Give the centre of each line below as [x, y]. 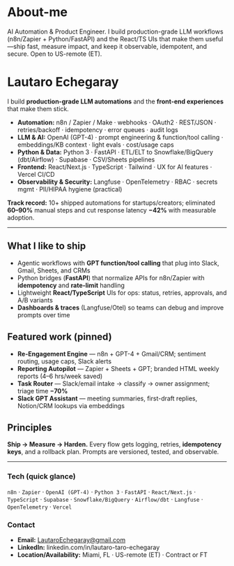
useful [214, 38]
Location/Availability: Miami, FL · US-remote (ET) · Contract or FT [112, 554]
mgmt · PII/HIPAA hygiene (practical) [70, 189]
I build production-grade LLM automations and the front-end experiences [116, 101]
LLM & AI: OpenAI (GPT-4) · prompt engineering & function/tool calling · [120, 137]
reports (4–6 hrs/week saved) [60, 376]
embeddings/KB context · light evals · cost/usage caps [95, 145]
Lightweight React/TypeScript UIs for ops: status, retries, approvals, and [122, 292]
